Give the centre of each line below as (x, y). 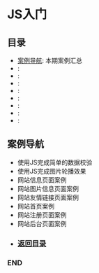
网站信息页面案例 (42, 180)
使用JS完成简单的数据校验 (55, 162)
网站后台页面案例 (42, 223)
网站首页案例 (36, 206)
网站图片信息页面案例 (48, 188)
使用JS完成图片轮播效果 (52, 171)
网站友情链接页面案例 (48, 197)
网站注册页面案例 (42, 215)
